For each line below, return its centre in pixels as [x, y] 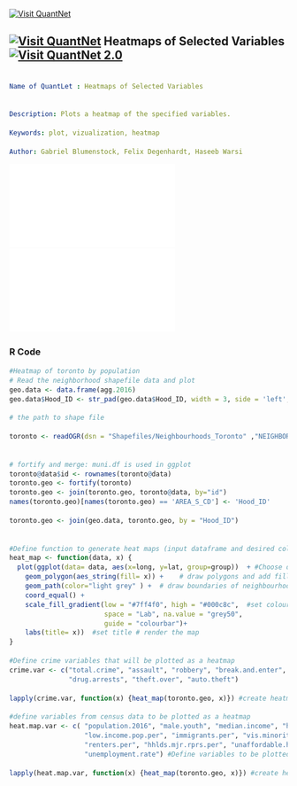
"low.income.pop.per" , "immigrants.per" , [162, 735]
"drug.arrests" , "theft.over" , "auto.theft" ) [154, 679]
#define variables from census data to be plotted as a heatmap [130, 717]
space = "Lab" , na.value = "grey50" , [173, 614]
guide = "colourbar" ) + [146, 623]
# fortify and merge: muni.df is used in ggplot [100, 464]
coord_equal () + [55, 595]
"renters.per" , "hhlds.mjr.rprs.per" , [156, 744]
